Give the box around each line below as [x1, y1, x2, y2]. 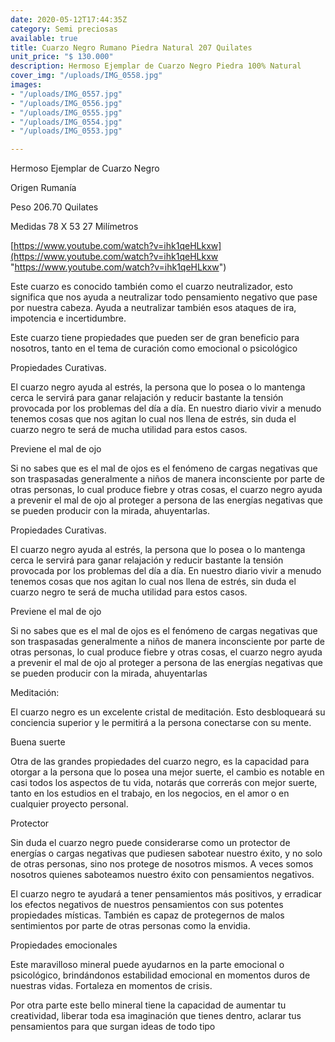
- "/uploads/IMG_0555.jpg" [10, 107, 123, 118]
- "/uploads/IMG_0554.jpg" [10, 117, 123, 127]
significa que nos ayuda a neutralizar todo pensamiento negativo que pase [10, 291, 318, 303]
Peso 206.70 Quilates [10, 201, 99, 213]
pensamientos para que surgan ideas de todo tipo [10, 1021, 216, 1033]
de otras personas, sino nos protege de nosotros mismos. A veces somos [10, 858, 314, 870]
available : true [10, 33, 78, 43]
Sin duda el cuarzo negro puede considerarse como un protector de [10, 837, 291, 849]
